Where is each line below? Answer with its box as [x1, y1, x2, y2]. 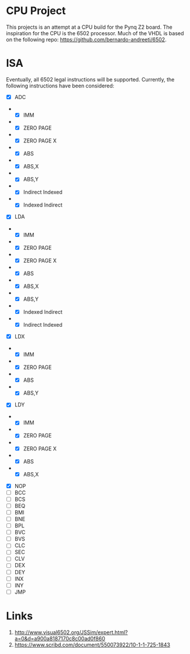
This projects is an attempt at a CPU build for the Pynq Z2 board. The [6, 23, 172, 31]
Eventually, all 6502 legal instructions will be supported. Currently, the [6, 76, 175, 83]
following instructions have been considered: [6, 82, 115, 89]
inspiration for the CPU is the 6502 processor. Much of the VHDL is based [6, 29, 184, 36]
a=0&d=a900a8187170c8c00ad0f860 [14, 635, 105, 642]
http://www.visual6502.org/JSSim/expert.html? [14, 629, 128, 636]
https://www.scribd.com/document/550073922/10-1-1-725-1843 [14, 641, 171, 648]
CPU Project [6, 4, 66, 18]
